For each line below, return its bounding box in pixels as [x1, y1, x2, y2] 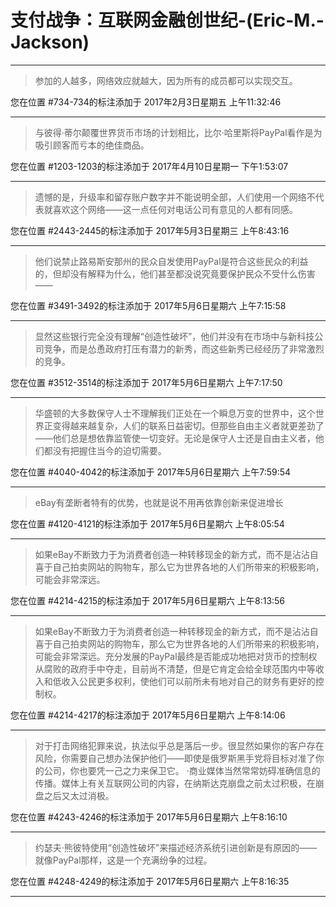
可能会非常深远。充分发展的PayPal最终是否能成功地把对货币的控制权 [34, 650, 318, 662]
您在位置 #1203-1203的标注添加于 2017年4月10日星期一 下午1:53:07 [10, 160, 289, 172]
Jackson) [10, 31, 90, 54]
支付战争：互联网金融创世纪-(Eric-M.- [10, 9, 325, 32]
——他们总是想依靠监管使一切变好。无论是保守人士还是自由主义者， [34, 432, 316, 444]
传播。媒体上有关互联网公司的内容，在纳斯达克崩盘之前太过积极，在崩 [34, 777, 325, 789]
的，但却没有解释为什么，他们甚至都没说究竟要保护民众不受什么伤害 [34, 267, 316, 280]
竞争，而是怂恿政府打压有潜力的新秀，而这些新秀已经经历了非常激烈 [43, 342, 325, 355]
